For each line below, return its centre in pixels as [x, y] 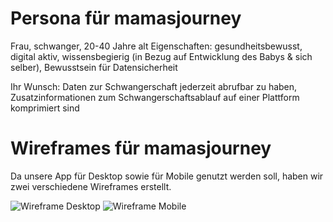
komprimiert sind [45, 108]
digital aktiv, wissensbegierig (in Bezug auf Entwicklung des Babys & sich [161, 56]
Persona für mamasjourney [126, 18]
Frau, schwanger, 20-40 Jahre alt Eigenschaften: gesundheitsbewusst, [156, 46]
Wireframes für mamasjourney [141, 148]
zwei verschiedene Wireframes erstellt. [91, 186]
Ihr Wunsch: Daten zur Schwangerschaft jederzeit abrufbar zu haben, [154, 86]
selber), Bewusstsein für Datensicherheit [94, 67]
